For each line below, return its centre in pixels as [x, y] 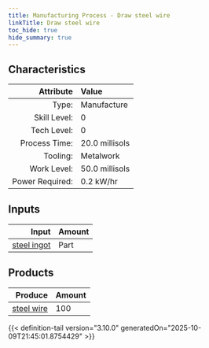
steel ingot [31, 245]
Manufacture [104, 105]
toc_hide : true [33, 30]
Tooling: [58, 156]
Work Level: [51, 168]
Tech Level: [52, 131]
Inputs [24, 209]
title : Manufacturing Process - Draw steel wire [89, 15]
